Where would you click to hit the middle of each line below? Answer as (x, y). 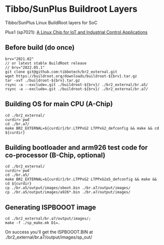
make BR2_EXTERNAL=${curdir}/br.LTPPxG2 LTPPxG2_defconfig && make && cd (82, 128)
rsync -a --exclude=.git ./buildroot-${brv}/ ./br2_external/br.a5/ (77, 84)
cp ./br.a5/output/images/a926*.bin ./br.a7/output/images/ (68, 192)
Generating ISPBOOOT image (51, 207)
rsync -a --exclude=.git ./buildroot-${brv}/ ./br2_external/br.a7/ (77, 89)
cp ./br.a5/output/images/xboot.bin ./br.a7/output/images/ (68, 188)
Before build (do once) (40, 48)
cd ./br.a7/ (17, 124)
